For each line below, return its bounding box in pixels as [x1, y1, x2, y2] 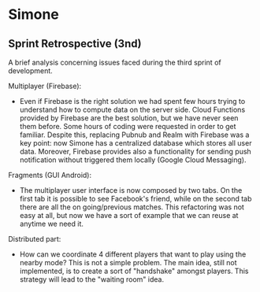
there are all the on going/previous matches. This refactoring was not [19, 202, 244, 212]
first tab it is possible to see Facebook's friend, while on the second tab [19, 194, 252, 203]
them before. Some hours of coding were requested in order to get [19, 122, 236, 131]
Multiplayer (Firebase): [8, 81, 82, 91]
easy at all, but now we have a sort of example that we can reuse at [19, 211, 239, 220]
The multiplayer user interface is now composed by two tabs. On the [19, 186, 243, 194]
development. [8, 66, 53, 76]
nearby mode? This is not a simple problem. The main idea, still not [19, 258, 238, 267]
